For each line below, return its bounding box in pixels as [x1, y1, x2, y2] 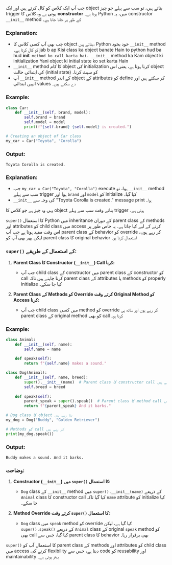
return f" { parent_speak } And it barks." [24, 403, 111, 409]
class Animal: [6, 337, 36, 342]
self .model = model [24, 120, 66, 125]
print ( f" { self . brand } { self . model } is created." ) [24, 124, 132, 130]
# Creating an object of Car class [6, 133, 82, 139]
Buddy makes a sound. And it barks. [6, 455, 84, 460]
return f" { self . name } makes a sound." [24, 361, 107, 366]
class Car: [6, 105, 29, 110]
